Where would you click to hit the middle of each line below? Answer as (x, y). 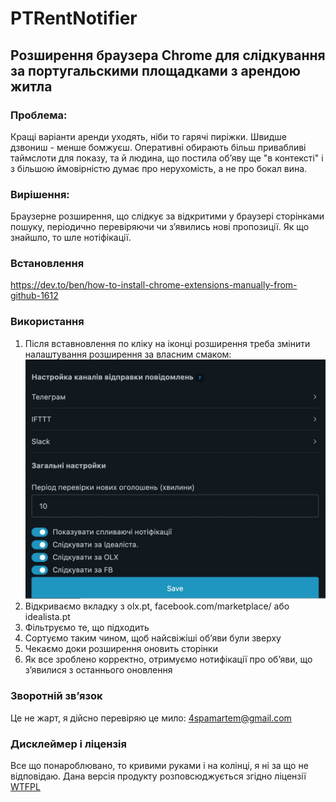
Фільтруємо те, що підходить (87, 628)
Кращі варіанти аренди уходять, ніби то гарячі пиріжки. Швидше (148, 136)
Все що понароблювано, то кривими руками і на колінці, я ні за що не (159, 765)
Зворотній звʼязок (56, 696)
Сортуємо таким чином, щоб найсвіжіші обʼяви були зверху (153, 638)
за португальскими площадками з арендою (156, 70)
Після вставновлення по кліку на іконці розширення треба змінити (167, 343)
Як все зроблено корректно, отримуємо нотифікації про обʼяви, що (168, 659)
